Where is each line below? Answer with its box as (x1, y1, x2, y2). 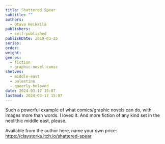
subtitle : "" (5, 12, 33, 17)
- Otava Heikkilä (10, 21, 47, 27)
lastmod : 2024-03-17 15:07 (5, 93, 63, 98)
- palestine (10, 79, 36, 84)
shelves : (5, 69, 24, 75)
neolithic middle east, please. (5, 118, 67, 124)
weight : (5, 50, 22, 55)
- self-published (10, 31, 47, 36)
